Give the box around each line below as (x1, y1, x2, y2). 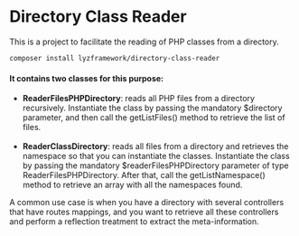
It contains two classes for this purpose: (9, 72, 164, 83)
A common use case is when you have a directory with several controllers (9, 197, 285, 208)
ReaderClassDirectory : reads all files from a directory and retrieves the (22, 141, 289, 152)
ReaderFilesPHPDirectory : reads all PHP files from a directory (22, 93, 256, 104)
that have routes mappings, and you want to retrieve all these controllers (9, 206, 279, 218)
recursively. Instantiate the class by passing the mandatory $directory (22, 102, 283, 114)
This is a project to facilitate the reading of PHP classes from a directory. (9, 36, 280, 47)
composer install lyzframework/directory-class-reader (9, 53, 220, 62)
